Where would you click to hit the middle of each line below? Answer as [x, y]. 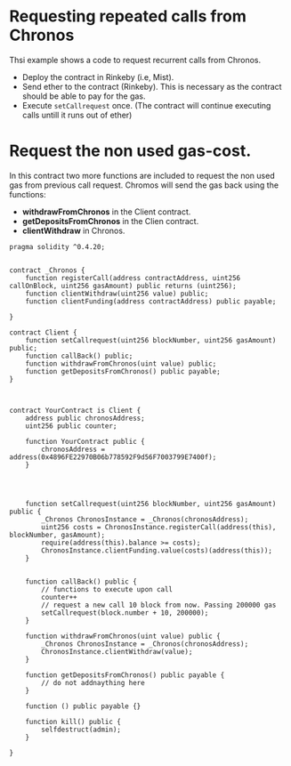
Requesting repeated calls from [128, 16]
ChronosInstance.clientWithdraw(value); [117, 651]
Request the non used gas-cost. [130, 151]
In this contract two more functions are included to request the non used [142, 175]
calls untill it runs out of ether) [77, 115]
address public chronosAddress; [85, 418]
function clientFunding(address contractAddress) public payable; [151, 301]
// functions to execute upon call [107, 589]
